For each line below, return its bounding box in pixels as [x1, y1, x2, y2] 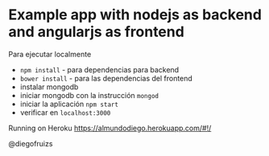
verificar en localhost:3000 [19, 107, 111, 117]
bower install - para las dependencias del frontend [19, 73, 193, 83]
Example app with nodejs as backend [8, 6, 262, 24]
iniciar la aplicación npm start [19, 99, 119, 109]
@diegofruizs [8, 138, 53, 148]
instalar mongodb [19, 82, 79, 92]
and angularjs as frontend [8, 23, 185, 41]
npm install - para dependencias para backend [19, 64, 180, 74]
